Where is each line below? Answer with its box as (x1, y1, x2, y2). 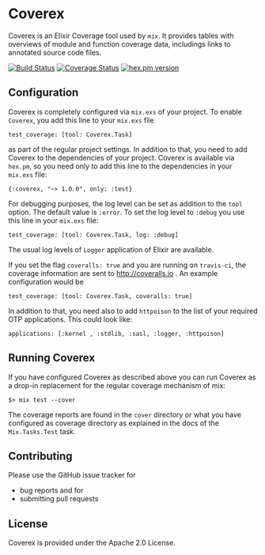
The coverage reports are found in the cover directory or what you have (8, 410, 241, 419)
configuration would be (8, 277, 85, 286)
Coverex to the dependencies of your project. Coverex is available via (8, 153, 235, 162)
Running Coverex (8, 351, 96, 364)
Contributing (8, 449, 73, 462)
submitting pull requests (19, 494, 99, 504)
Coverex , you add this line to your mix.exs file (8, 115, 154, 125)
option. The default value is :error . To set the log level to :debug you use (8, 207, 245, 217)
